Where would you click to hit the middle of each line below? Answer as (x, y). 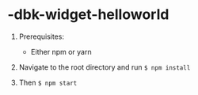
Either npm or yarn (61, 51)
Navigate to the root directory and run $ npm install (105, 67)
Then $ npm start (48, 82)
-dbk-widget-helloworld (88, 15)
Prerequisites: (42, 36)
